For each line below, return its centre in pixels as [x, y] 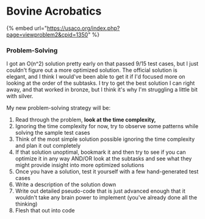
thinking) [26, 204]
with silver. [20, 96]
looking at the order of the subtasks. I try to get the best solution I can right [101, 83]
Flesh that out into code [45, 210]
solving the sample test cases [52, 133]
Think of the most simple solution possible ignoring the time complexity [105, 139]
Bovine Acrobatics [54, 11]
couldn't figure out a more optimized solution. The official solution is [92, 70]
